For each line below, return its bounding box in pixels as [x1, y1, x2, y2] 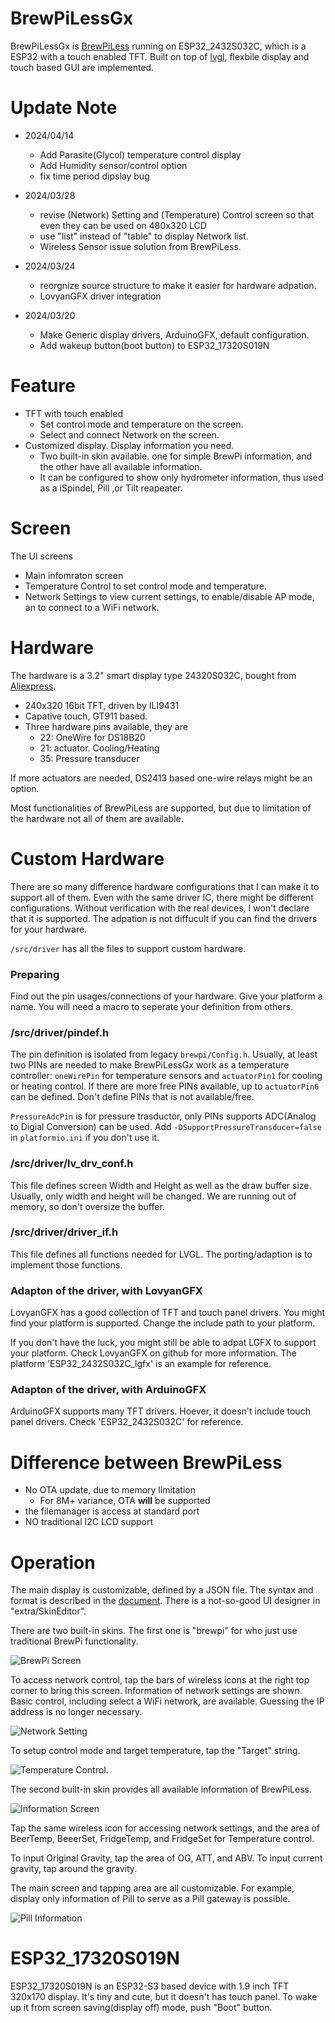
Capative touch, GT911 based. [24, 710, 148, 722]
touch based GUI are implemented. [10, 61, 155, 73]
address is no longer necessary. [10, 1706, 143, 1718]
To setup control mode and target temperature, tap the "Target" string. [10, 1745, 301, 1757]
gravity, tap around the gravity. [10, 1863, 138, 1875]
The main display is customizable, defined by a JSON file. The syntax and [10, 1584, 314, 1596]
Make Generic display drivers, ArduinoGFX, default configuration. [39, 328, 310, 341]
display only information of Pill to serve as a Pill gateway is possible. [10, 1893, 291, 1905]
